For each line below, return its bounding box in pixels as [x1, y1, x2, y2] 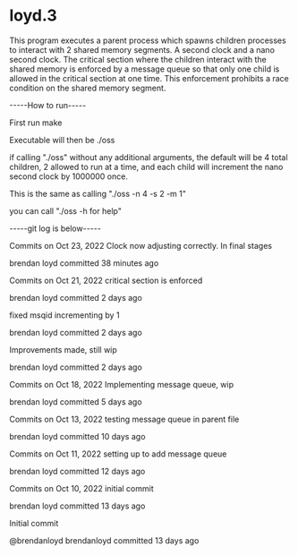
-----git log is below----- [9, 223, 101, 234]
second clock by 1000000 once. [9, 171, 128, 182]
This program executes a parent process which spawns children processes [9, 35, 286, 46]
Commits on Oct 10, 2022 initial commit [9, 482, 154, 493]
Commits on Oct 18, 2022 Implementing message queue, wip [9, 379, 234, 389]
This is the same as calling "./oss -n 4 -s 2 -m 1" [9, 188, 186, 199]
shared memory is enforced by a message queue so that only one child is [9, 64, 280, 74]
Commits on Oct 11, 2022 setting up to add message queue [9, 448, 227, 459]
